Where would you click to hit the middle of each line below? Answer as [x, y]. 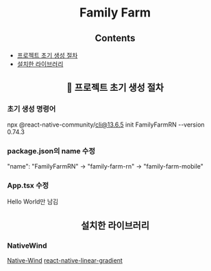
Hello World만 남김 [33, 202]
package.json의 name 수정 [51, 151]
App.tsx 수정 [28, 185]
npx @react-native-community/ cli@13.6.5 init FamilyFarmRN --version [106, 124]
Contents [115, 38]
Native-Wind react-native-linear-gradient [65, 260]
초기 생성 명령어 [32, 109]
